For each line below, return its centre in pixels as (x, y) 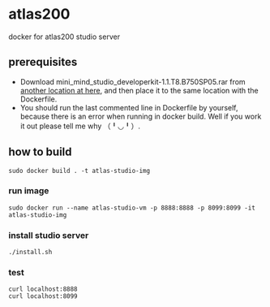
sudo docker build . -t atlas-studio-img (79, 171)
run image (29, 191)
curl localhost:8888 (43, 289)
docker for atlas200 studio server (64, 37)
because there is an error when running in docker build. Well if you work (141, 116)
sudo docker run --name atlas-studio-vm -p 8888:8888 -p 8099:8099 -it (132, 208)
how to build (40, 152)
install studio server (49, 235)
